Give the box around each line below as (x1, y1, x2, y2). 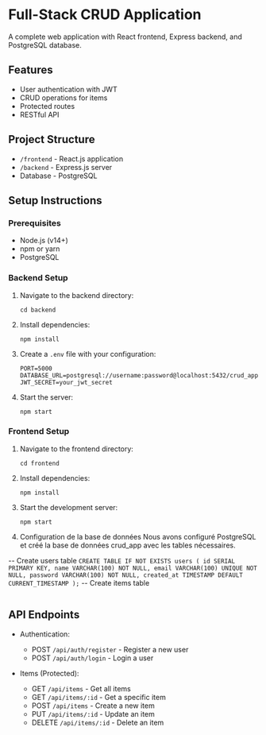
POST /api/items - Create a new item (31, 701, 155, 710)
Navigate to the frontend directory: (19, 443, 133, 454)
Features (8, 64, 53, 77)
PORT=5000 (19, 364, 53, 373)
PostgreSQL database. (8, 40, 82, 49)
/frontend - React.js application (19, 153, 124, 164)
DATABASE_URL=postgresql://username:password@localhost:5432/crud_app (19, 371, 259, 379)
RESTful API (19, 110, 60, 119)
